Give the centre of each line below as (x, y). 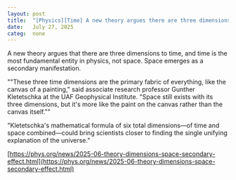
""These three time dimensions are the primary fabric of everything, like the (117, 82)
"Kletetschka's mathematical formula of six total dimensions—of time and (113, 126)
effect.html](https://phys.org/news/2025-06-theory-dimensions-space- (111, 162)
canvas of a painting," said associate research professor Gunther (101, 89)
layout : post (26, 14)
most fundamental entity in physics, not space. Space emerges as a (105, 61)
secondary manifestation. (44, 68)
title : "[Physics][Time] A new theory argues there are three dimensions (119, 20)
